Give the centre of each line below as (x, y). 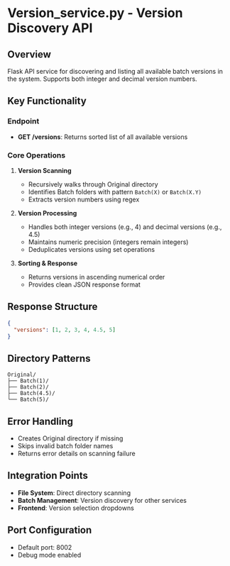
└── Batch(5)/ (28, 400)
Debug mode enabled (49, 555)
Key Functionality (47, 101)
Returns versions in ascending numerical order (97, 277)
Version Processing (47, 213)
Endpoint (23, 121)
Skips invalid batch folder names (65, 446)
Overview (29, 54)
